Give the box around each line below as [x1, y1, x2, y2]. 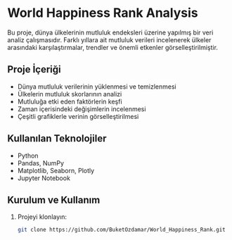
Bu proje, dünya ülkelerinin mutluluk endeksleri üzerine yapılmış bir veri [7, 28, 214, 37]
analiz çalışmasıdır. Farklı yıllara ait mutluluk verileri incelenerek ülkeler [7, 35, 212, 44]
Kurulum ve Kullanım [7, 194, 101, 206]
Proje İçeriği [7, 63, 61, 75]
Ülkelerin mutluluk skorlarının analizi [17, 89, 122, 98]
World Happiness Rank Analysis [7, 5, 198, 21]
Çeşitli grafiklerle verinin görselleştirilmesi [17, 112, 139, 120]
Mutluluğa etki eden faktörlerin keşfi [17, 97, 122, 106]
